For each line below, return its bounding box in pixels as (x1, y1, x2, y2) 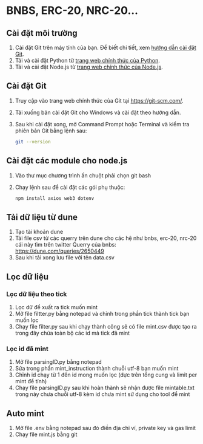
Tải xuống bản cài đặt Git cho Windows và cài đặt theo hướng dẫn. (15, 109, 181, 116)
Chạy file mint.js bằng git (15, 431, 78, 438)
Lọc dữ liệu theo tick (6, 290, 67, 298)
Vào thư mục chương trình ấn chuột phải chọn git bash (15, 171, 151, 179)
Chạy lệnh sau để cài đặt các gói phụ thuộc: (15, 183, 125, 191)
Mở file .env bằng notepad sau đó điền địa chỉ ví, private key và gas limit (15, 424, 196, 431)
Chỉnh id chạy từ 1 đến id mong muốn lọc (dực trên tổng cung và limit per (15, 371, 198, 378)
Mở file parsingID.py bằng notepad (15, 358, 102, 366)
